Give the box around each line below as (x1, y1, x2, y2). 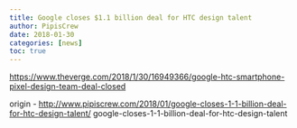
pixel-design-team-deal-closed (9, 81, 126, 92)
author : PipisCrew (9, 22, 79, 31)
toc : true (9, 47, 47, 56)
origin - (9, 98, 37, 109)
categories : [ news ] (9, 38, 83, 48)
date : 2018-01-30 (9, 30, 75, 39)
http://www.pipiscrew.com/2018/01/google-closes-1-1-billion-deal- (38, 98, 287, 109)
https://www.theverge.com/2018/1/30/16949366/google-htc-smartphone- (9, 71, 285, 82)
